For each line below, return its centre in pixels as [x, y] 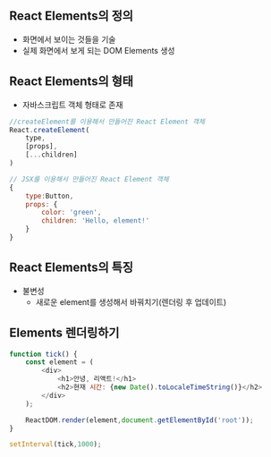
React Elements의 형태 [72, 82]
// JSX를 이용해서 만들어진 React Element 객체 [89, 179]
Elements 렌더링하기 [64, 333]
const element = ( [59, 362]
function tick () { [43, 354]
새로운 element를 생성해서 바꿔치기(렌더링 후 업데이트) [131, 301]
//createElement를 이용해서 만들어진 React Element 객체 [107, 122]
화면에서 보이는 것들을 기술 [69, 39]
